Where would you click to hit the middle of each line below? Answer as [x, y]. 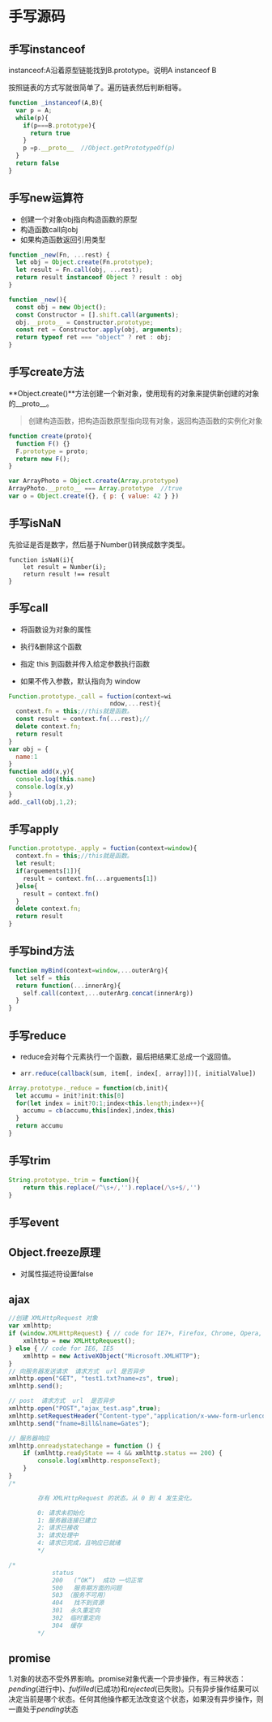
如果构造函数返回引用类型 [63, 240]
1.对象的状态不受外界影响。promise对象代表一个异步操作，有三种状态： [127, 1679]
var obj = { [28, 749]
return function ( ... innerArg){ [68, 986]
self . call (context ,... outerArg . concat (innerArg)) [108, 993]
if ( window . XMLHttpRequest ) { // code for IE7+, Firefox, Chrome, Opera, [136, 1334]
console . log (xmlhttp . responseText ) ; [99, 1461]
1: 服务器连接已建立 [67, 1520]
